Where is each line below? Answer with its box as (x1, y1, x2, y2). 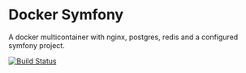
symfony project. (8, 40, 65, 50)
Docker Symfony (8, 6, 124, 24)
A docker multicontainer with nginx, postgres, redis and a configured (8, 32, 239, 42)
